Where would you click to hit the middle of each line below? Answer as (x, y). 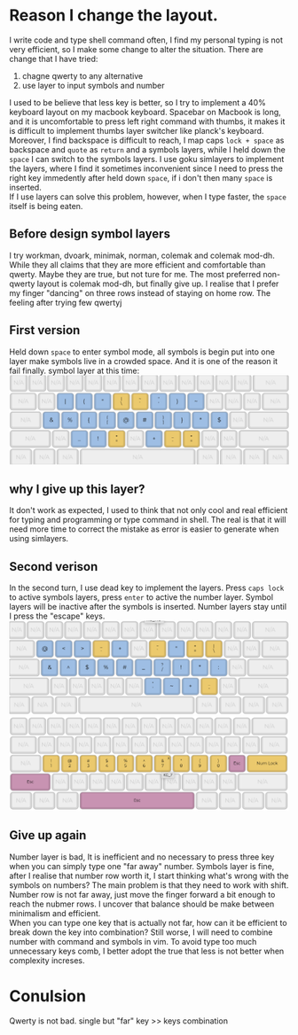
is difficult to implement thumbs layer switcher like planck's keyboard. (137, 130)
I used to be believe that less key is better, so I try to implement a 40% (137, 102)
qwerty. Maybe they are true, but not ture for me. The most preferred (135, 274)
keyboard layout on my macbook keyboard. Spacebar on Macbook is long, (145, 112)
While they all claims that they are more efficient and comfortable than (137, 265)
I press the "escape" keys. (57, 616)
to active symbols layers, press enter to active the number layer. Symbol (141, 597)
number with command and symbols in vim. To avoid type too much (133, 941)
